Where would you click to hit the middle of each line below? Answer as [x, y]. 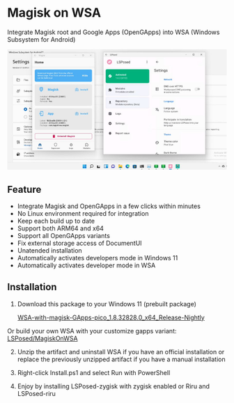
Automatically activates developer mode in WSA [86, 265]
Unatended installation [49, 250]
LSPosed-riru [36, 393]
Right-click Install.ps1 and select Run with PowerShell [94, 372]
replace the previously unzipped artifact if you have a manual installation [121, 359]
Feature [24, 189]
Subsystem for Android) [41, 39]
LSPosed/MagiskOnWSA [42, 338]
